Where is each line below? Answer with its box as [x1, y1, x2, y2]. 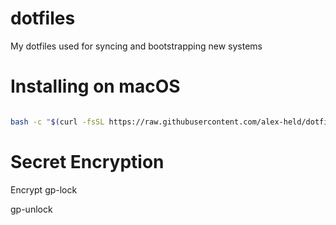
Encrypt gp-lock [10, 183, 78, 196]
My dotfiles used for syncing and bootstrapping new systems [10, 40, 263, 52]
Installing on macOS [10, 75, 181, 98]
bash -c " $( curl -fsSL [10, 117, 105, 127]
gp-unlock [10, 203, 53, 215]
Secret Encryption [10, 150, 165, 173]
